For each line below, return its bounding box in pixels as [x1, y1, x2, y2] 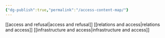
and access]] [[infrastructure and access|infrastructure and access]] [5, 26, 150, 33]
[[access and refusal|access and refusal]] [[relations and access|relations [5, 21, 160, 27]
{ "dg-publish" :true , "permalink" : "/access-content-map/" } [5, 7, 129, 13]
